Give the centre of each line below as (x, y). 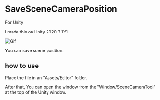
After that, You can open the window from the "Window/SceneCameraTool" (80, 87)
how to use (22, 66)
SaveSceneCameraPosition (61, 9)
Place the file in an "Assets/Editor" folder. (46, 77)
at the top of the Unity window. (36, 92)
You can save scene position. (34, 50)
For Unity (14, 22)
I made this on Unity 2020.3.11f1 (36, 32)
